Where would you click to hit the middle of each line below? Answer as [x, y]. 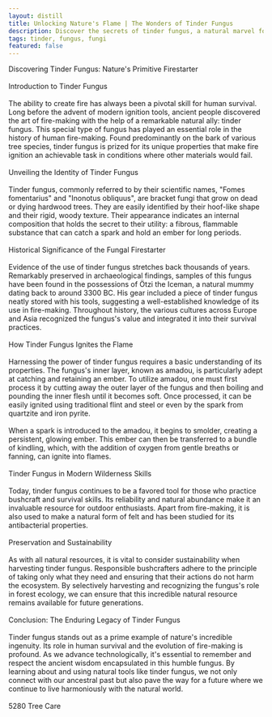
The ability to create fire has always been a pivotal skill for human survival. [133, 104]
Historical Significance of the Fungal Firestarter [87, 250]
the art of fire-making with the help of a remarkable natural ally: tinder [125, 121]
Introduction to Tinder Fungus [58, 87]
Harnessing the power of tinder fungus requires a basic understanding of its [135, 362]
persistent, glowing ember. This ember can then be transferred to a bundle [133, 439]
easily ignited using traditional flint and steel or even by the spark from [126, 405]
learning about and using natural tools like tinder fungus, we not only [123, 672]
